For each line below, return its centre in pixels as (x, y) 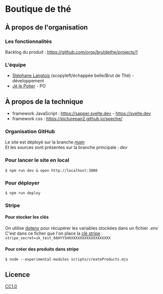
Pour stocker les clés (27, 217)
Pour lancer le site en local (37, 160)
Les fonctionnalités (28, 41)
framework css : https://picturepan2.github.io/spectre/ (67, 118)
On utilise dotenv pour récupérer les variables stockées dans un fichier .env (82, 228)
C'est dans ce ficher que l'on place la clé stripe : (54, 233)
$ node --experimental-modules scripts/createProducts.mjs (67, 259)
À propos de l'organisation (47, 27)
